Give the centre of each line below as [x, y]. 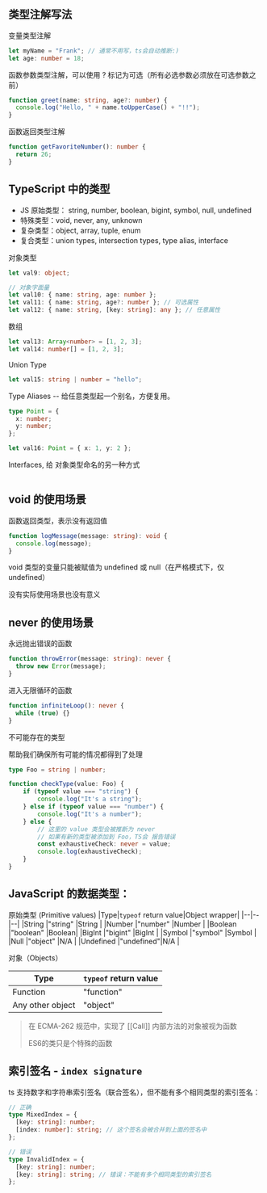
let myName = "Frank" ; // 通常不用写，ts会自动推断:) [94, 51]
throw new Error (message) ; [61, 666]
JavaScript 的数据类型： [69, 894]
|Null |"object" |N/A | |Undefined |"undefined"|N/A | [94, 941]
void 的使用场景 [47, 500]
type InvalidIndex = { [46, 1159]
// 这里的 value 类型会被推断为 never [96, 829]
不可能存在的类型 [37, 737]
